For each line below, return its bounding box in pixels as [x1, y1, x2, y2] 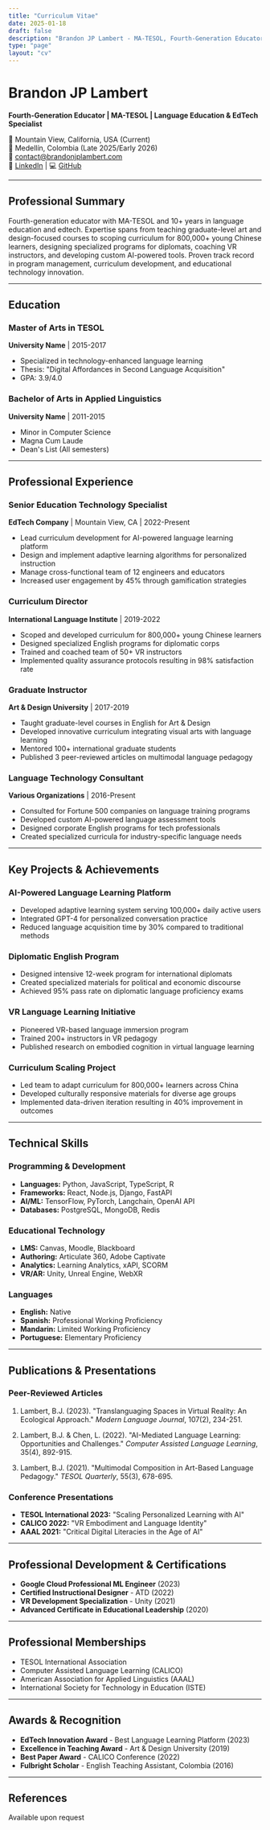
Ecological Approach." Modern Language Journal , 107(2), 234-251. [19, 1414, 243, 1424]
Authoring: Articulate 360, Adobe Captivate [19, 1251, 166, 1261]
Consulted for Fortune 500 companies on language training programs [19, 806, 251, 816]
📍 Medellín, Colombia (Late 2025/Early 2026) [8, 142, 158, 153]
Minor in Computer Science [19, 427, 111, 437]
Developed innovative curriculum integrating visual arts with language [19, 727, 252, 736]
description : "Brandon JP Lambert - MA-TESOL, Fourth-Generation [8, 34, 231, 43]
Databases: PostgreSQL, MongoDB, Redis [19, 1205, 161, 1214]
